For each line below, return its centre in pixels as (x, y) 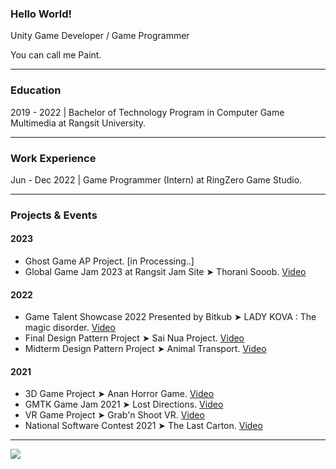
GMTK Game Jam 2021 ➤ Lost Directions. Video (124, 404)
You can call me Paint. (56, 55)
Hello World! (41, 14)
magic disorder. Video (70, 328)
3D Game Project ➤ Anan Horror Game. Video (119, 394)
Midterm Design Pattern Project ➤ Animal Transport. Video (145, 349)
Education (36, 90)
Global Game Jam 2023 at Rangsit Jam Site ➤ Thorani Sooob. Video (165, 272)
